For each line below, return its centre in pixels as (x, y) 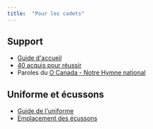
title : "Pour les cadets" (46, 13)
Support (25, 42)
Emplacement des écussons (57, 119)
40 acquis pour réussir (49, 66)
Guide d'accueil (39, 58)
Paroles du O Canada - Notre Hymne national (81, 72)
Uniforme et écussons (56, 94)
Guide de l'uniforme (45, 111)
